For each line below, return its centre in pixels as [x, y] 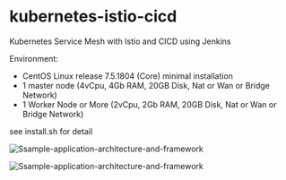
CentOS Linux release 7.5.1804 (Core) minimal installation [127, 76]
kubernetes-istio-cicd [93, 17]
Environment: [34, 58]
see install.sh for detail [51, 131]
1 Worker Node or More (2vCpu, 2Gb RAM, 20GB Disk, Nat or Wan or [149, 104]
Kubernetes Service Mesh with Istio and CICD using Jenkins [120, 41]
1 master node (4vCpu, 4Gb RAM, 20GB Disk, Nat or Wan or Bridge [146, 85]
